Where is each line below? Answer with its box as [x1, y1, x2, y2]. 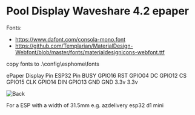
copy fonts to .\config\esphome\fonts [6, 60, 100, 67]
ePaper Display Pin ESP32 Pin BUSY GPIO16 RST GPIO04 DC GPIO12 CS [6, 72, 187, 79]
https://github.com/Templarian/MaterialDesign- [15, 42, 133, 49]
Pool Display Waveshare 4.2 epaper [6, 4, 190, 18]
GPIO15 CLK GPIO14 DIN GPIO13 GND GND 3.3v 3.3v [6, 78, 138, 85]
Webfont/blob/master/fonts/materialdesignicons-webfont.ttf [15, 48, 165, 55]
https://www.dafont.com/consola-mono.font [15, 36, 126, 43]
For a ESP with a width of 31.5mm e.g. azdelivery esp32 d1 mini [6, 101, 164, 109]
